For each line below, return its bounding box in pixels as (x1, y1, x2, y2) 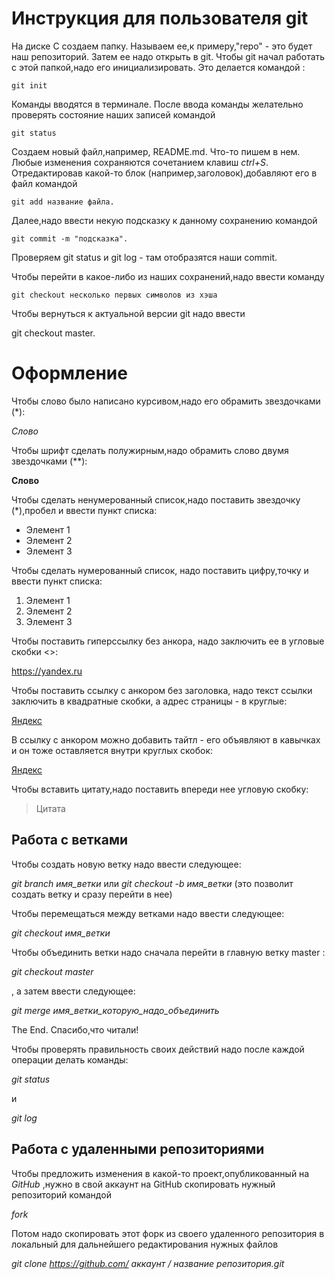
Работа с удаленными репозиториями (11, 1141, 265, 1158)
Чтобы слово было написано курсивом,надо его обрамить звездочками (11, 395, 321, 407)
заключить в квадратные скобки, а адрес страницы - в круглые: (11, 695, 288, 707)
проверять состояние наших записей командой (11, 108, 216, 121)
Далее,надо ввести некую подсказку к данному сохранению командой (11, 214, 318, 226)
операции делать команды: (11, 1053, 129, 1066)
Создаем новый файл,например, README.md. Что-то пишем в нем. (11, 145, 301, 157)
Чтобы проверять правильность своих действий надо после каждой (11, 1043, 305, 1055)
